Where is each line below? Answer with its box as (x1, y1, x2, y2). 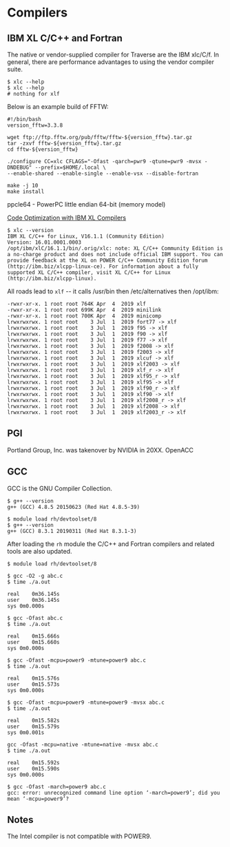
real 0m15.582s (7, 717, 60, 724)
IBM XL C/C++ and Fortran (7, 32, 123, 44)
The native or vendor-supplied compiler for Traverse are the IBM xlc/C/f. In (7, 50, 219, 59)
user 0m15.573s (7, 680, 60, 688)
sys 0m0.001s (7, 729, 45, 736)
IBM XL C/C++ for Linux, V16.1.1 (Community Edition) (7, 233, 165, 240)
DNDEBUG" (7, 164, 32, 171)
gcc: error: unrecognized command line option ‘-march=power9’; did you (7, 789, 220, 796)
